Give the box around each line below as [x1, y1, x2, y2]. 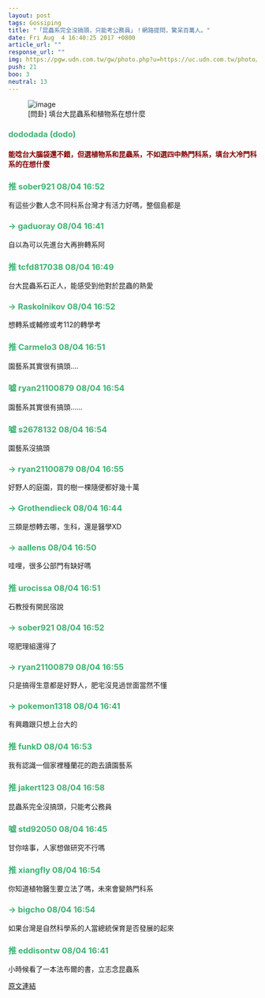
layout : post [8, 11, 51, 20]
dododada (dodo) [8, 129, 77, 140]
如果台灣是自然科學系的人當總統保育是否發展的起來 [8, 923, 174, 932]
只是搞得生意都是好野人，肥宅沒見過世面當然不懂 [8, 680, 167, 690]
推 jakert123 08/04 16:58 [8, 782, 105, 793]
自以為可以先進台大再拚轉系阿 [8, 239, 105, 249]
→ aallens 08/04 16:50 [8, 542, 97, 553]
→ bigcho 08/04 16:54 [8, 904, 96, 915]
